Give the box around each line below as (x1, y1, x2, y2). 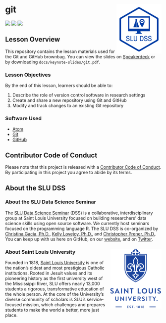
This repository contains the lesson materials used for (5, 48, 115, 54)
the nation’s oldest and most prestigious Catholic (5, 265, 105, 271)
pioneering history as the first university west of (5, 276, 103, 281)
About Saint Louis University (5, 248, 76, 255)
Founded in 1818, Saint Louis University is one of (5, 260, 104, 266)
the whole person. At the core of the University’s (5, 291, 104, 297)
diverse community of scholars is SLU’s (5, 296, 86, 303)
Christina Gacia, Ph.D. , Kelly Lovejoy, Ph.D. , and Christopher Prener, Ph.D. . (5, 231, 157, 236)
